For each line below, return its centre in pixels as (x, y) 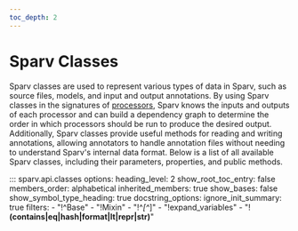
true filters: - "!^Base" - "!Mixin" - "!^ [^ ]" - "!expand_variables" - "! (130, 207)
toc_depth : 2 (33, 17)
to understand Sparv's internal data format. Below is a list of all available (141, 152)
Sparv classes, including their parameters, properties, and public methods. (146, 162)
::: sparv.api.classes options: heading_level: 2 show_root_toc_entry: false (142, 179)
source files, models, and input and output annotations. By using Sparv (139, 95)
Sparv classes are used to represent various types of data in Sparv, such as (148, 86)
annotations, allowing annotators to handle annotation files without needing (147, 142)
